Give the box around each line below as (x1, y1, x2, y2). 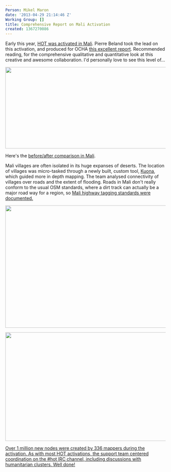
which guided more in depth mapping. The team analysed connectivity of (5, 173, 159, 179)
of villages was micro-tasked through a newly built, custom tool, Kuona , (5, 168, 156, 174)
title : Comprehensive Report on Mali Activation (5, 21, 110, 27)
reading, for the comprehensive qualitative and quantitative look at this (5, 52, 154, 58)
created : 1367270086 (5, 27, 49, 32)
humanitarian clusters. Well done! (5, 461, 75, 468)
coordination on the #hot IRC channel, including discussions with (5, 456, 141, 462)
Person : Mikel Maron (5, 7, 49, 13)
